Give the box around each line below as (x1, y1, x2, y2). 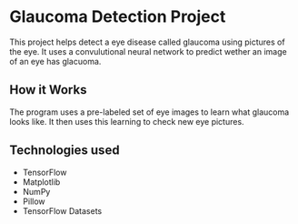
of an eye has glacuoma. (9, 56, 102, 66)
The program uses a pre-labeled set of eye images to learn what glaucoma (9, 107, 290, 117)
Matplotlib (22, 176, 61, 188)
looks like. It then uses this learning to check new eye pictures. (9, 116, 244, 127)
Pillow (22, 196, 45, 207)
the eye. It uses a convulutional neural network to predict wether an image (9, 46, 288, 56)
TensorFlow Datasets (22, 205, 103, 216)
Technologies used (9, 143, 120, 158)
